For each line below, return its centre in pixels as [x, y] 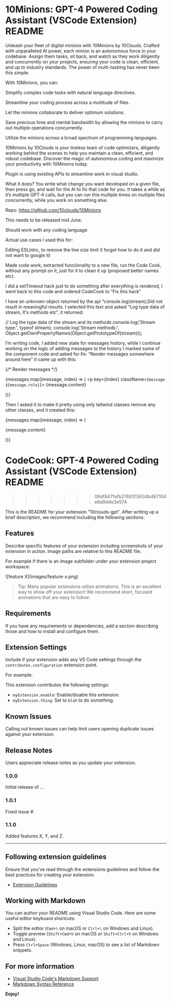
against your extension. [30, 734]
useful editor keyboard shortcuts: [40, 918]
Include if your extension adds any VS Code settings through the [73, 660]
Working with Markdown [46, 901]
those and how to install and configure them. [52, 631]
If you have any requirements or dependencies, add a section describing [82, 626]
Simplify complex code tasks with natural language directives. [71, 92]
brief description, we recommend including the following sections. [75, 517]
